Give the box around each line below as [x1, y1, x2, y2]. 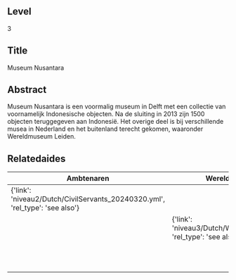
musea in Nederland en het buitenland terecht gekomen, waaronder [7, 125, 204, 133]
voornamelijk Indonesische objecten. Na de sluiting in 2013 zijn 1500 [7, 110, 205, 118]
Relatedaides [7, 153, 66, 165]
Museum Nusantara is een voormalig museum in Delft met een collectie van [7, 102, 226, 111]
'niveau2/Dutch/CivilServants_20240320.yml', [11, 194, 165, 204]
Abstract [7, 84, 47, 96]
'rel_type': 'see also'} [11, 203, 79, 213]
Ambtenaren [66, 174, 110, 184]
